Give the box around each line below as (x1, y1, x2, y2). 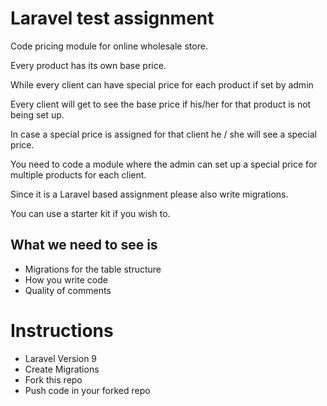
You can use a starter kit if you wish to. (10, 207, 171, 219)
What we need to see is (10, 237, 158, 254)
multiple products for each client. (10, 168, 147, 181)
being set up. (10, 108, 65, 121)
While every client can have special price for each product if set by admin (10, 78, 314, 91)
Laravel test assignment (10, 7, 215, 30)
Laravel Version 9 (24, 352, 98, 364)
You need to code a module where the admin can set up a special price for (10, 158, 318, 170)
